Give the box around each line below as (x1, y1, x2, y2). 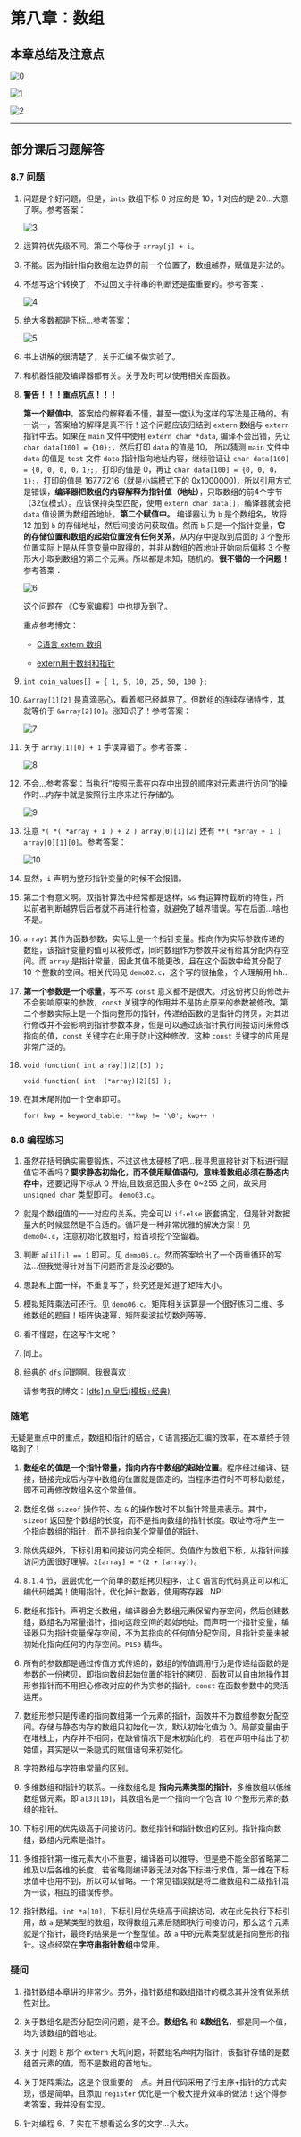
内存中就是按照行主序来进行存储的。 (45, 788, 180, 800)
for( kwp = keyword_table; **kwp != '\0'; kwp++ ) (22, 1111, 216, 1120)
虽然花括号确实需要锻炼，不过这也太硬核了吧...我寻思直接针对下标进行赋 (22, 1155, 288, 1166)
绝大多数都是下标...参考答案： (22, 315, 132, 325)
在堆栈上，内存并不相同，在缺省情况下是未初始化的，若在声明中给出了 (22, 1733, 282, 1744)
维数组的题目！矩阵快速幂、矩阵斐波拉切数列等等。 (22, 1309, 212, 1320)
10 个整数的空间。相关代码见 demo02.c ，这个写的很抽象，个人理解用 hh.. (22, 966, 288, 977)
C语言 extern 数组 (36, 638, 102, 649)
